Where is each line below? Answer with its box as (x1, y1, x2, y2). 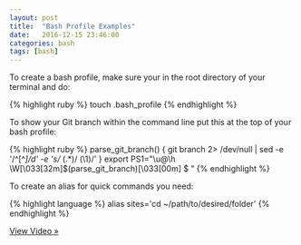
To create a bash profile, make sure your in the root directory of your (9, 72, 266, 83)
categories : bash (9, 38, 75, 48)
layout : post (9, 13, 59, 23)
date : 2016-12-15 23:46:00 (9, 30, 120, 39)
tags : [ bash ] (9, 47, 59, 56)
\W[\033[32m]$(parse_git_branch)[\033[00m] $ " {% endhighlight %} (9, 163, 270, 174)
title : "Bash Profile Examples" (9, 22, 136, 31)
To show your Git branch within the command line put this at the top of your (9, 117, 292, 128)
